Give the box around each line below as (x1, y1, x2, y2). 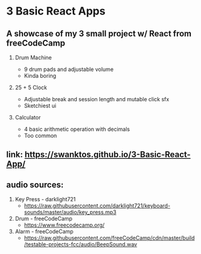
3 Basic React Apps (6, 4, 106, 18)
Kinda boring (24, 72, 56, 79)
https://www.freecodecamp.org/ (24, 221, 105, 229)
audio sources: (6, 179, 64, 190)
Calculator (14, 114, 41, 121)
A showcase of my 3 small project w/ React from (6, 28, 192, 39)
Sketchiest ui (24, 102, 56, 109)
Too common (24, 132, 57, 139)
